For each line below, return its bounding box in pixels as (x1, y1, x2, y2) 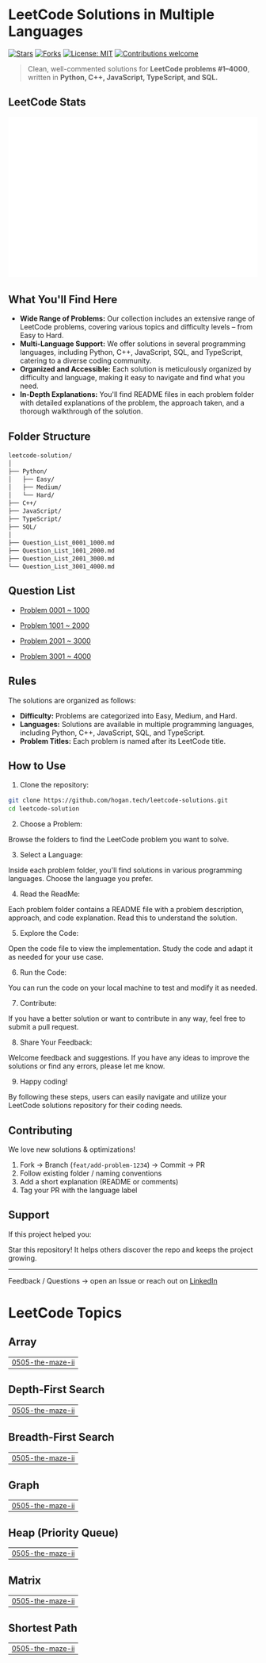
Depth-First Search (8, 1383, 105, 1396)
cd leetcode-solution (8, 805, 80, 813)
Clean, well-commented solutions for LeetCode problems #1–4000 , (27, 64, 250, 73)
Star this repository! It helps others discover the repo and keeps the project (8, 1245, 253, 1254)
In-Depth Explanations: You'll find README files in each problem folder (19, 390, 255, 399)
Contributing (8, 1123, 73, 1137)
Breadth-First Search (8, 1430, 115, 1444)
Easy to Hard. (19, 331, 64, 341)
